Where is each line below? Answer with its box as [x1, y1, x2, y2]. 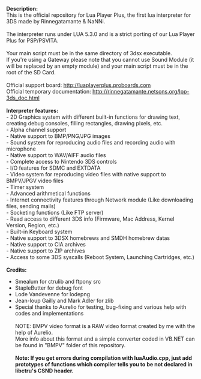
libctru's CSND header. [14, 367, 74, 374]
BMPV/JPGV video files [6, 177, 64, 184]
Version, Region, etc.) [6, 222, 60, 228]
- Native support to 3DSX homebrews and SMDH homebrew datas [6, 234, 170, 242]
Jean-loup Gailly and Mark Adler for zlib [14, 297, 114, 304]
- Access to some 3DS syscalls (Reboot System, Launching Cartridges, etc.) [6, 254, 195, 260]
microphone [6, 145, 36, 152]
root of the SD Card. [6, 69, 56, 76]
